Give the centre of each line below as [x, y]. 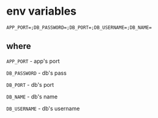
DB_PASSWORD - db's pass [36, 73]
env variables [41, 11]
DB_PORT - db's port [30, 84]
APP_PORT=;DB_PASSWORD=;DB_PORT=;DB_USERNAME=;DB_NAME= [79, 28]
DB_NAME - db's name [32, 97]
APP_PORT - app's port [33, 61]
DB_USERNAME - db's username [43, 108]
